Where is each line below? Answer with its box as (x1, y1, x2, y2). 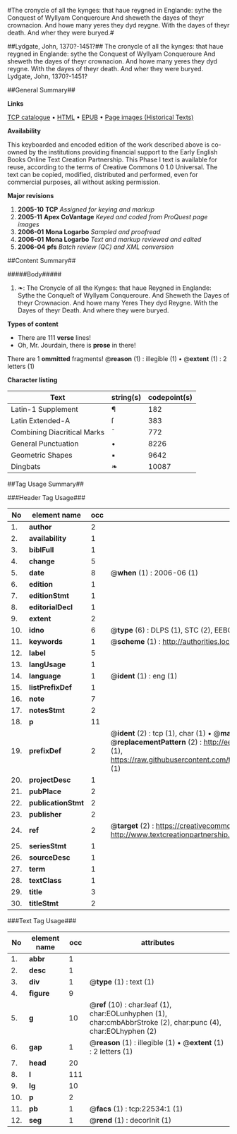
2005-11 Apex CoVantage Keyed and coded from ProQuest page (17, 213, 208, 221)
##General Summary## (7, 86, 75, 94)
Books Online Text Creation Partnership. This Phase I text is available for (7, 155, 217, 164)
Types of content (7, 320, 59, 328)
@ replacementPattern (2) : (110, 737, 202, 747)
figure (29, 989, 50, 998)
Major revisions (7, 192, 54, 200)
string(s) (111, 393, 142, 402)
